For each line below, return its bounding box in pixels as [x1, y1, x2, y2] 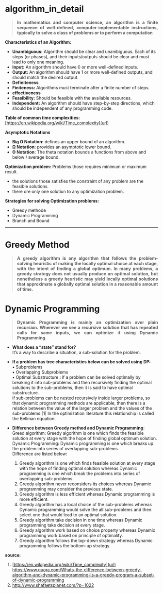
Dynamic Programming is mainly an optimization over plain [16, 319, 158, 325]
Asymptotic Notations [5, 129, 50, 135]
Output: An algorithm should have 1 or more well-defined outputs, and [12, 69, 153, 75]
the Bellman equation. [12, 415, 56, 421]
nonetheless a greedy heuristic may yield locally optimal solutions [16, 276, 158, 282]
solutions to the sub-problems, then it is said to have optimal [12, 385, 133, 390]
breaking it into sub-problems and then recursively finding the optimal [12, 379, 152, 385]
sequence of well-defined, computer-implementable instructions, [16, 24, 158, 30]
